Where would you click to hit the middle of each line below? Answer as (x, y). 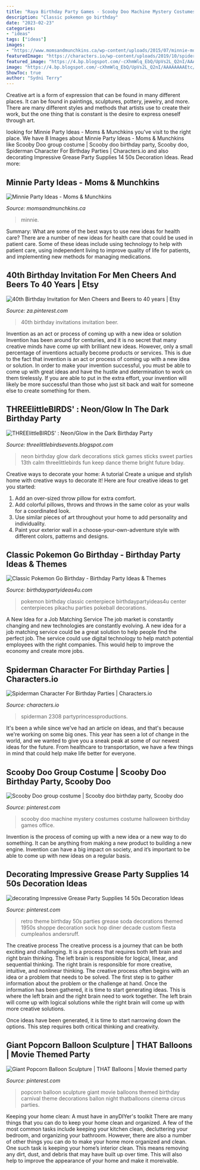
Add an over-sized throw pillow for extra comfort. (75, 498)
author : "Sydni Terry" (34, 78)
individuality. (30, 523)
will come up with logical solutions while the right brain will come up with (96, 1002)
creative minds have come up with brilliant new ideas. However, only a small (99, 346)
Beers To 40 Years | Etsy (53, 284)
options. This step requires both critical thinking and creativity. (83, 1026)
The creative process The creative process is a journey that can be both (95, 945)
